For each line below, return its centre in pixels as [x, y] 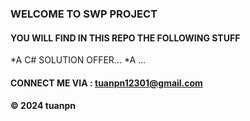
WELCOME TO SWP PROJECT [84, 14]
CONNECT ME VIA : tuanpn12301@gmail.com [106, 83]
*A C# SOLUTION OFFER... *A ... [78, 60]
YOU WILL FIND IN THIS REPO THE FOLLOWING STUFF [125, 38]
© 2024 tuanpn [43, 106]
